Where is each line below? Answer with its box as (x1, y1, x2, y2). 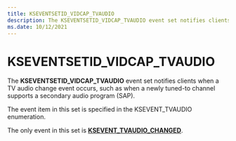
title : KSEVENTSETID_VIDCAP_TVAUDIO (7, 10, 114, 18)
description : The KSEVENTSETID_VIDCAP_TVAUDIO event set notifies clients (7, 17, 231, 24)
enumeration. (7, 113, 46, 121)
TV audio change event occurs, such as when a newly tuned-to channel (7, 84, 216, 93)
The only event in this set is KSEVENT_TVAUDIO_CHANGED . (7, 126, 184, 135)
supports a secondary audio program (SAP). (7, 92, 136, 100)
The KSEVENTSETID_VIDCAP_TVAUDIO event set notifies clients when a (7, 76, 219, 85)
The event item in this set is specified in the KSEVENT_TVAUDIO (7, 105, 192, 114)
